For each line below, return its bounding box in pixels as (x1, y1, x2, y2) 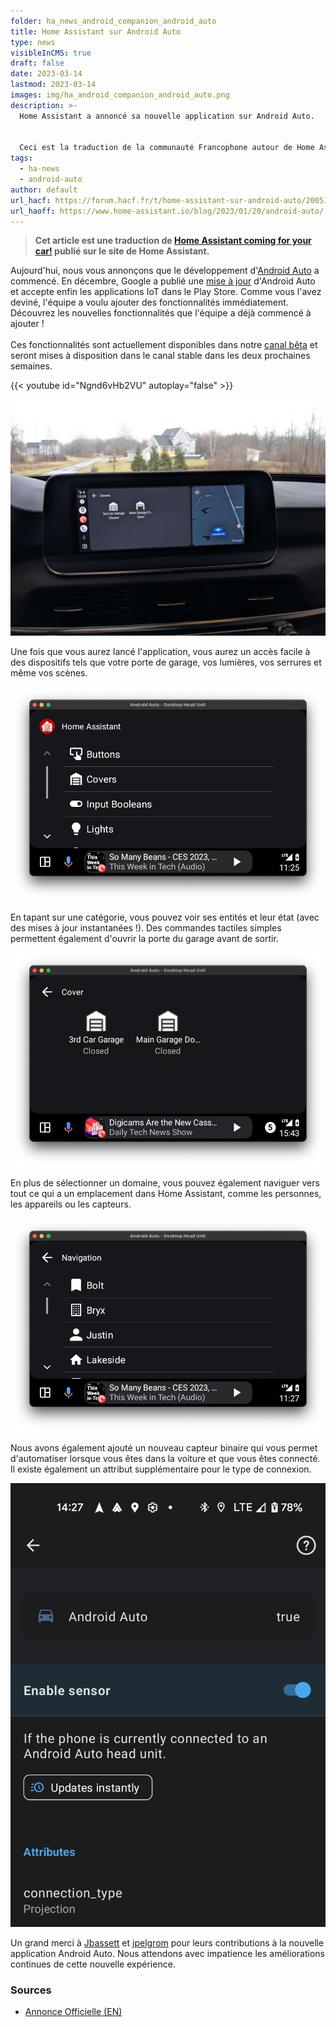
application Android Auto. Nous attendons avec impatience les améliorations (10, 1948, 325, 1960)
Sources (10, 1983, 52, 1997)
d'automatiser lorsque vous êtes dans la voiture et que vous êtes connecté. (10, 1453, 321, 1465)
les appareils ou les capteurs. (10, 1198, 132, 1210)
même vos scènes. (10, 667, 88, 679)
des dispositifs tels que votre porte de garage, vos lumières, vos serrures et (10, 656, 322, 669)
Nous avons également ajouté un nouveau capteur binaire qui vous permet (10, 1442, 318, 1454)
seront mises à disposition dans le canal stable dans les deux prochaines (10, 350, 311, 362)
